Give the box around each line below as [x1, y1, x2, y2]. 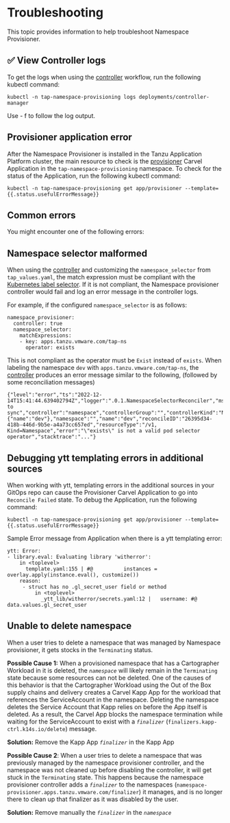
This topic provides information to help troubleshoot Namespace [7, 27, 190, 36]
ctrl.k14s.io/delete [7, 726, 66, 732]
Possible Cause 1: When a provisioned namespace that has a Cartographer [7, 659, 220, 667]
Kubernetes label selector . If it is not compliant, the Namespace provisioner [7, 280, 219, 289]
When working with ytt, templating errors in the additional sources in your [7, 481, 214, 489]
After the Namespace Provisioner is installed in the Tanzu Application [7, 150, 202, 158]
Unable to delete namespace [7, 620, 132, 632]
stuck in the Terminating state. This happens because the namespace [7, 773, 204, 781]
